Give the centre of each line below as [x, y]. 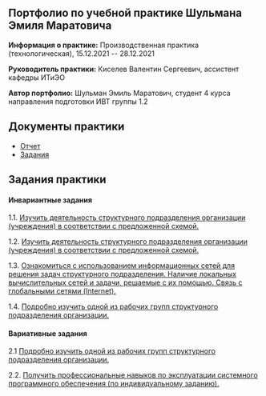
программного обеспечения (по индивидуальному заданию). [114, 384]
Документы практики [66, 127]
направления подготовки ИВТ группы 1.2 [78, 101]
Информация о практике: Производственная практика [103, 45]
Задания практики [57, 180]
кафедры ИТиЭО [37, 77]
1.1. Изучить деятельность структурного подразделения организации [127, 218]
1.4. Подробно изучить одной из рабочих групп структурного [113, 306]
